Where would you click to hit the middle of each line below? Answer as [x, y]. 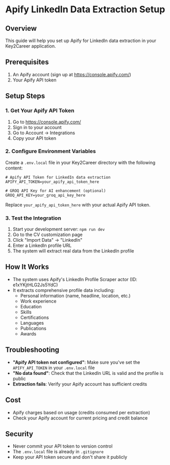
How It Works [27, 267]
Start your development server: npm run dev [59, 229]
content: [14, 168]
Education [31, 306]
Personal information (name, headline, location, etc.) [76, 295]
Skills [26, 312]
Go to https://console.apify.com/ [47, 122]
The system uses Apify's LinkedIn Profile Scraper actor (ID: [75, 279]
